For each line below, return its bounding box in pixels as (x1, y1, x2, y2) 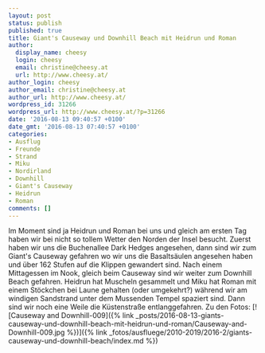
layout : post (8, 11, 52, 20)
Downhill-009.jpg (8, 328, 65, 337)
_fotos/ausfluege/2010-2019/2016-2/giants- (108, 328, 253, 337)
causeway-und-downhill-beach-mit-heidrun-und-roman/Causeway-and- (8, 320, 247, 329)
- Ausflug (8, 137, 41, 146)
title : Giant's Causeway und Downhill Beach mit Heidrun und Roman (8, 33, 237, 42)
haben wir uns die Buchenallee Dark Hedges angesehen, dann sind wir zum (8, 243, 257, 253)
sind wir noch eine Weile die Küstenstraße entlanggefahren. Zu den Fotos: (8, 302, 251, 312)
